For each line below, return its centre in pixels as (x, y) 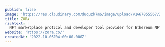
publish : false (21, 10)
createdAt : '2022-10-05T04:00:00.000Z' (46, 37)
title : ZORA (17, 19)
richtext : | (17, 23)
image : (12, 14)
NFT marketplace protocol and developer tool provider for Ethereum (81, 28)
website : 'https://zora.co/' (35, 32)
